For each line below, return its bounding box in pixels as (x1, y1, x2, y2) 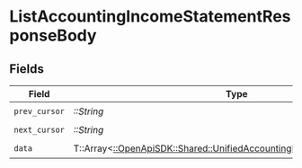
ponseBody (9, 25, 97, 46)
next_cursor (13, 124, 66, 135)
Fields (9, 61, 45, 76)
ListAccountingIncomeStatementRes (9, 6, 291, 27)
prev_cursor (13, 106, 66, 116)
